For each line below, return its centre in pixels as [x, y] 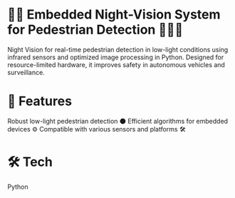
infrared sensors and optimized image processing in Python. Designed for [116, 57]
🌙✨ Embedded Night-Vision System [114, 15]
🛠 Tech [30, 162]
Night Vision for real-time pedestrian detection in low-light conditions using [118, 49]
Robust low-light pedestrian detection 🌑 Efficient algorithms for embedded [118, 121]
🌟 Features [40, 101]
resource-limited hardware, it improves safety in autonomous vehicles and [116, 64]
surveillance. [26, 72]
